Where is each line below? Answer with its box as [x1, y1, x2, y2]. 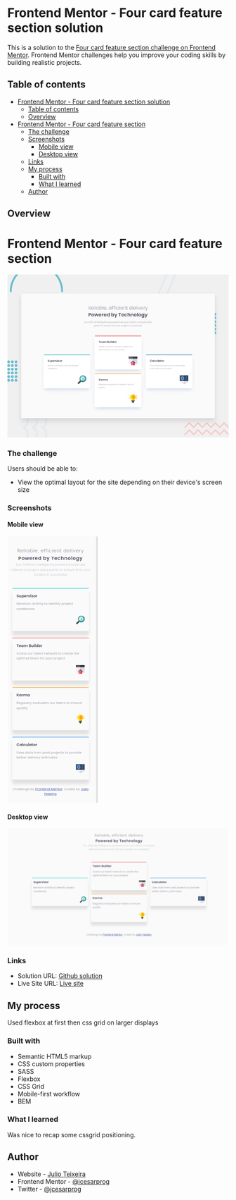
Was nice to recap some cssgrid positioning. [7, 1130, 136, 1139]
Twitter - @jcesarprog [17, 1184, 81, 1193]
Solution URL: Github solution [17, 972, 103, 980]
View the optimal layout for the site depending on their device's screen [17, 478, 223, 486]
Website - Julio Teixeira [17, 1170, 86, 1178]
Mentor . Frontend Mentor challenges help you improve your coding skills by [7, 51, 226, 59]
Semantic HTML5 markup [17, 1052, 92, 1060]
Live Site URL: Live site [17, 979, 84, 988]
